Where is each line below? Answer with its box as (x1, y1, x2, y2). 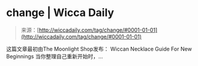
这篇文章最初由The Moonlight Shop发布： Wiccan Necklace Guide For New (6, 45, 192, 52)
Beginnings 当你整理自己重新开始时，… (6, 52, 103, 59)
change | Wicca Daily (6, 6, 115, 20)
